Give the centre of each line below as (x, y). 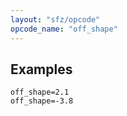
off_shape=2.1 (40, 92)
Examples (41, 69)
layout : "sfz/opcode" (55, 19)
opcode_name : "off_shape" (64, 29)
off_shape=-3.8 (42, 101)
